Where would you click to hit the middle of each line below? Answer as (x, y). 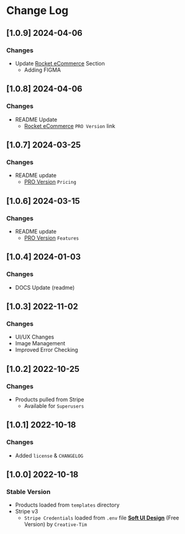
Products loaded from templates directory (67, 505)
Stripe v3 (26, 512)
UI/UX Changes (35, 337)
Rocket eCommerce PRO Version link (69, 126)
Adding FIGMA (42, 70)
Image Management (40, 343)
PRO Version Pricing (50, 182)
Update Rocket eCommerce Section (60, 63)
